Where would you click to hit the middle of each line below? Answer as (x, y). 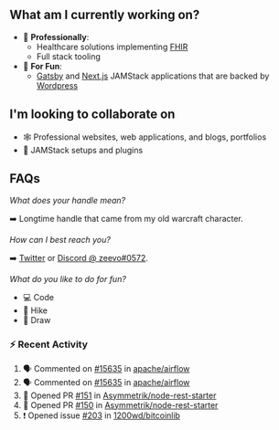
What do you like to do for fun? (68, 279)
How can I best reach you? (60, 240)
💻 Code (38, 298)
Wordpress (57, 85)
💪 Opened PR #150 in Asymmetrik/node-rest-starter (120, 404)
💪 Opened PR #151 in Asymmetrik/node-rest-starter (119, 395)
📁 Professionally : (56, 37)
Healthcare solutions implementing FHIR (112, 47)
